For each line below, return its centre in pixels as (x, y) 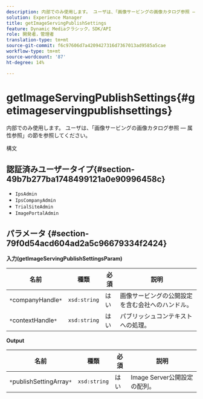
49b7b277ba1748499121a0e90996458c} (86, 179)
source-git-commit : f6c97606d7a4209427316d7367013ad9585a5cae (86, 46)
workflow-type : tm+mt (34, 51)
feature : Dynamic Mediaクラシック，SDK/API (59, 29)
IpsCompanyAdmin (35, 201)
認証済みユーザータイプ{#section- (70, 169)
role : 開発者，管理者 (30, 34)
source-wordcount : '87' (36, 57)
